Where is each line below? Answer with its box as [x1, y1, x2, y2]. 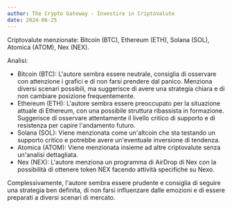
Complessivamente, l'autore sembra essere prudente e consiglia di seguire [7, 178, 221, 187]
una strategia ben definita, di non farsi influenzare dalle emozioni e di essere [7, 186, 225, 194]
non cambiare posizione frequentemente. [17, 91, 136, 100]
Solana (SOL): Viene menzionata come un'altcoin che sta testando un [17, 129, 216, 137]
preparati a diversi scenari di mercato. [7, 193, 116, 201]
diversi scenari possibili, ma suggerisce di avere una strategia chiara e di [17, 84, 225, 93]
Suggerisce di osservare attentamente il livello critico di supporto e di [17, 113, 216, 122]
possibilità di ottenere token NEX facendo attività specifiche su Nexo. [17, 165, 215, 173]
